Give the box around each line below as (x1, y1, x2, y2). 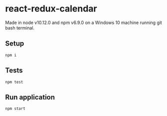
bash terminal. (5, 24, 35, 30)
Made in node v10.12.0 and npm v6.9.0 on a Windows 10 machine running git (5, 19, 162, 25)
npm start (5, 106, 26, 111)
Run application (5, 93, 55, 101)
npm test (5, 79, 23, 84)
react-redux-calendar (5, 3, 97, 14)
